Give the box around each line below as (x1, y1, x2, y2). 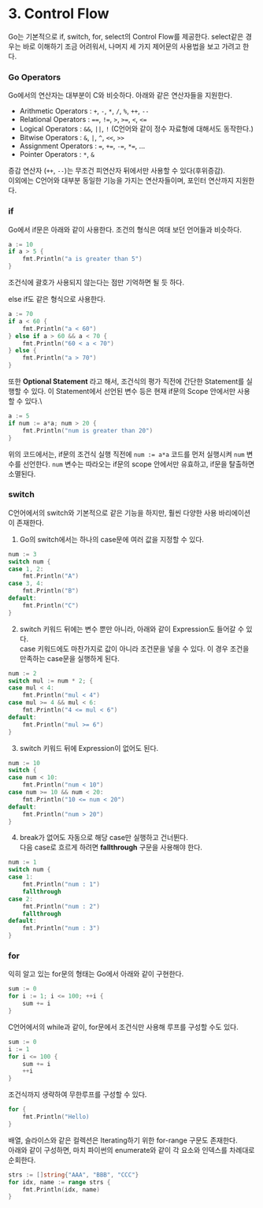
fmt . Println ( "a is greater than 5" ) (22, 255, 143, 263)
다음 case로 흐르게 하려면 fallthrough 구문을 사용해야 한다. (19, 842, 203, 852)
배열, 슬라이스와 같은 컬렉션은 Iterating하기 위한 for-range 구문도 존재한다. (8, 1136, 238, 1145)
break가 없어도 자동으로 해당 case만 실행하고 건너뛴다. (19, 833, 189, 842)
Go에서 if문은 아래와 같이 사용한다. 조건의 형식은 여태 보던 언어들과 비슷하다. (8, 225, 243, 234)
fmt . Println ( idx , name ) (22, 1185, 101, 1194)
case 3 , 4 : (8, 580, 44, 588)
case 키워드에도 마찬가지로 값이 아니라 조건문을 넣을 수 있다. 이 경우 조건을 (19, 644, 250, 653)
